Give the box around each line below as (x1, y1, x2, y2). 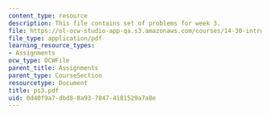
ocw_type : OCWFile (8, 57, 70, 65)
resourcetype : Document (8, 79, 88, 87)
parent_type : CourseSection (8, 71, 103, 79)
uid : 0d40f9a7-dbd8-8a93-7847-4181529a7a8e (8, 94, 157, 102)
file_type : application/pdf (8, 34, 103, 43)
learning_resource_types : (8, 42, 95, 50)
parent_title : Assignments (8, 64, 99, 72)
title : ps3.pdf (8, 86, 59, 95)
